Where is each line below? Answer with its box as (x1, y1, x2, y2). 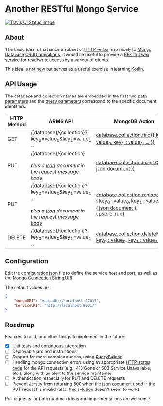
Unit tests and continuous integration (12, 343, 86, 349)
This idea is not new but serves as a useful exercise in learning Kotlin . (5, 66, 144, 72)
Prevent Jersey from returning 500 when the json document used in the (12, 381, 156, 387)
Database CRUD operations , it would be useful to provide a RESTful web (5, 51, 149, 57)
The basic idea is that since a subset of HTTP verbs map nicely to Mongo (5, 46, 152, 52)
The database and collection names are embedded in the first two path (5, 93, 147, 99)
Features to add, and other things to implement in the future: (5, 334, 126, 340)
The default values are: (5, 284, 51, 290)
